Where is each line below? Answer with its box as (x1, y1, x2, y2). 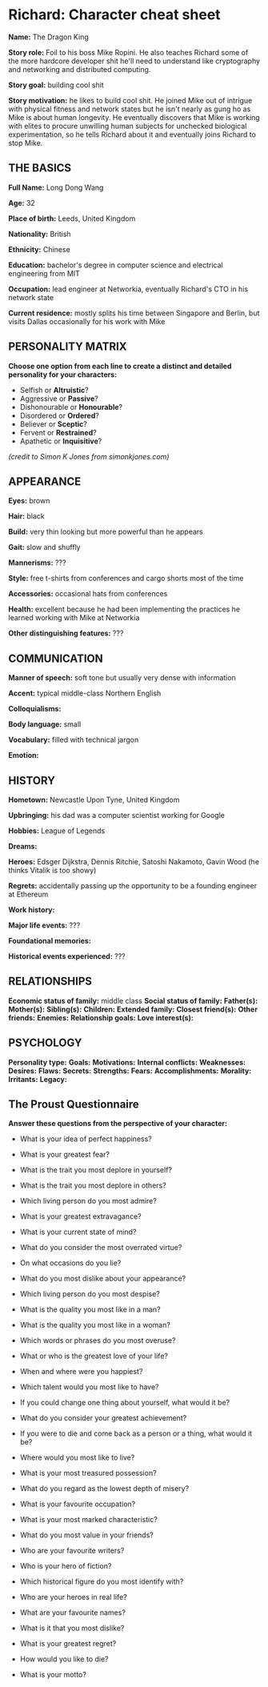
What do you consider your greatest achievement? (19, 1413, 187, 1423)
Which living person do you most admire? (19, 1196, 158, 1206)
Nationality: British (8, 229, 71, 238)
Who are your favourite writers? (19, 1546, 125, 1556)
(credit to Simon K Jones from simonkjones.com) (8, 451, 170, 461)
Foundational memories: (8, 936, 92, 945)
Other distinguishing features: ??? (8, 628, 124, 638)
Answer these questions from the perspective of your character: (8, 1119, 228, 1128)
